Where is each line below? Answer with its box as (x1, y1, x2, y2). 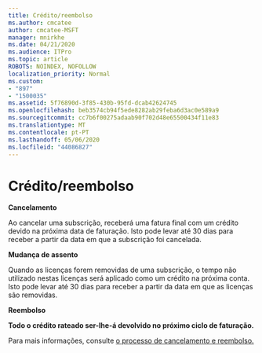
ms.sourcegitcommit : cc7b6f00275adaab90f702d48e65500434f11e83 (8, 114, 220, 122)
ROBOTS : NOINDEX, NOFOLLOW (8, 63, 96, 71)
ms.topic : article (8, 56, 68, 64)
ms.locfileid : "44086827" (8, 143, 93, 151)
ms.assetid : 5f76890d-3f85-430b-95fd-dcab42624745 (8, 99, 177, 107)
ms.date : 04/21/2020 (8, 41, 76, 49)
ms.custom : (8, 77, 44, 85)
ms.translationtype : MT (8, 121, 86, 129)
